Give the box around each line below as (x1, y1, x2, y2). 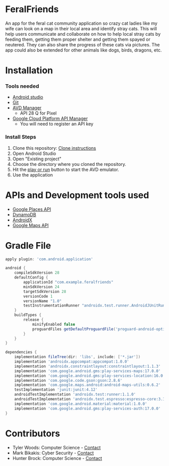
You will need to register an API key (20, 121, 94, 127)
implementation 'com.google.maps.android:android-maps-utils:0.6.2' (14, 382, 161, 388)
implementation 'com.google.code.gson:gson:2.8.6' (14, 378, 123, 383)
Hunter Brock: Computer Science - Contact (12, 455, 102, 461)
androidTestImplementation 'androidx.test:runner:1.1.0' (14, 392, 136, 397)
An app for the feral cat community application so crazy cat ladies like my (5, 20, 157, 26)
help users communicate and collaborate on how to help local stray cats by (5, 31, 161, 37)
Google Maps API (12, 222, 49, 228)
